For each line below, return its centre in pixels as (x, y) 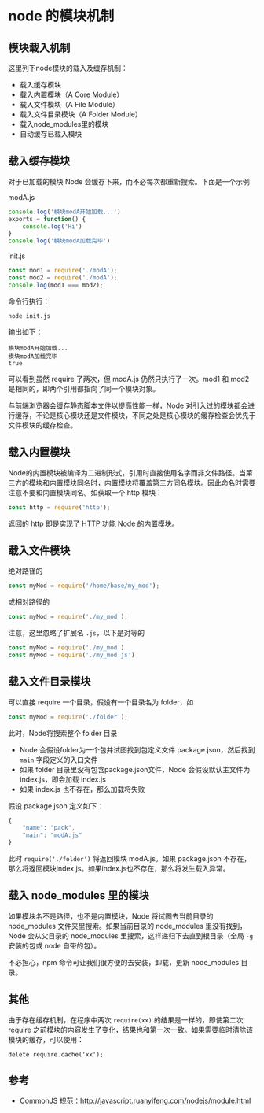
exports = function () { (47, 219)
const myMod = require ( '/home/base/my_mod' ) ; (84, 586)
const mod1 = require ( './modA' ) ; (63, 271)
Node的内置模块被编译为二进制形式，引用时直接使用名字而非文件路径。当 (127, 472)
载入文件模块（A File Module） (69, 104)
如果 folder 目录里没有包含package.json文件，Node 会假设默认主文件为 (135, 769)
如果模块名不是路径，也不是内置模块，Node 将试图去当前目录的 (111, 916)
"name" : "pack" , (49, 828)
